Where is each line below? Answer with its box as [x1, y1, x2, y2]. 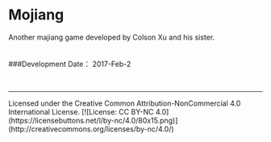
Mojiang [8, 6, 65, 24]
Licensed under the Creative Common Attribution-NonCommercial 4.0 [8, 98, 241, 108]
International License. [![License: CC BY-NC [8, 106, 155, 116]
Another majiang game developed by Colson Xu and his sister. [8, 32, 215, 42]
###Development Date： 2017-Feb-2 [8, 59, 131, 69]
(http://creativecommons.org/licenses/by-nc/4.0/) [8, 123, 175, 134]
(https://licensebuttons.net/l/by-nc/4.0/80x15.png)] [8, 115, 178, 125]
